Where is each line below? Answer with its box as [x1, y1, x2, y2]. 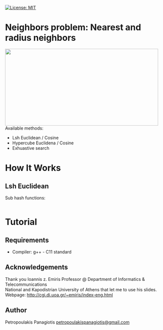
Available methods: [5, 125, 44, 131]
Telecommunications [5, 281, 47, 287]
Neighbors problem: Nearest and [5, 22, 141, 33]
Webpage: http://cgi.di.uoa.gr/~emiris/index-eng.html [5, 292, 114, 298]
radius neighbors [5, 32, 76, 44]
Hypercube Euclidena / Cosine [12, 140, 74, 146]
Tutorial [5, 217, 38, 228]
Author [5, 306, 27, 314]
